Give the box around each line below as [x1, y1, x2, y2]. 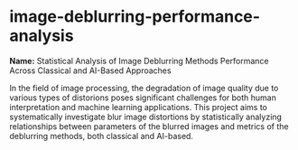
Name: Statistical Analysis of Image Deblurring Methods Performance [9, 55, 269, 66]
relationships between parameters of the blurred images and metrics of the [9, 120, 289, 132]
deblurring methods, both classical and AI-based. [9, 130, 194, 141]
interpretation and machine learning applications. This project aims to [9, 101, 268, 112]
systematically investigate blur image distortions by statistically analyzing [9, 111, 283, 122]
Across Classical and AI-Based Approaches [9, 65, 172, 76]
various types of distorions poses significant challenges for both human [9, 92, 277, 103]
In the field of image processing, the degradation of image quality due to [9, 82, 279, 93]
